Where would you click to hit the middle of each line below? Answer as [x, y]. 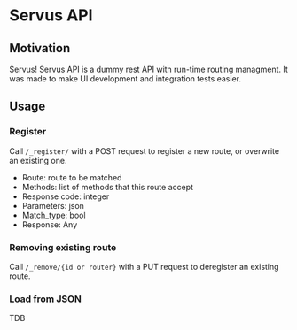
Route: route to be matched [72, 177]
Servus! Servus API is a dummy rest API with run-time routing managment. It [148, 69]
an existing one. [38, 160]
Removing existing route [63, 247]
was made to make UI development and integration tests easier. [125, 79]
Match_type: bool [54, 215]
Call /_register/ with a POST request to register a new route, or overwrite [145, 150]
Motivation [40, 48]
